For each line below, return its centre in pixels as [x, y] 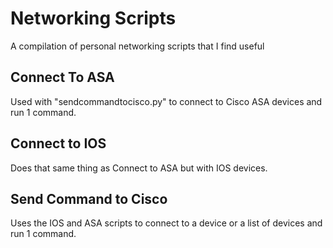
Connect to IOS [58, 143]
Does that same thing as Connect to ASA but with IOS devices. [139, 168]
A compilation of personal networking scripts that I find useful [137, 46]
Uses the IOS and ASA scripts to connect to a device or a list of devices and [166, 223]
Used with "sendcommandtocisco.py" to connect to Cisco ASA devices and [166, 101]
